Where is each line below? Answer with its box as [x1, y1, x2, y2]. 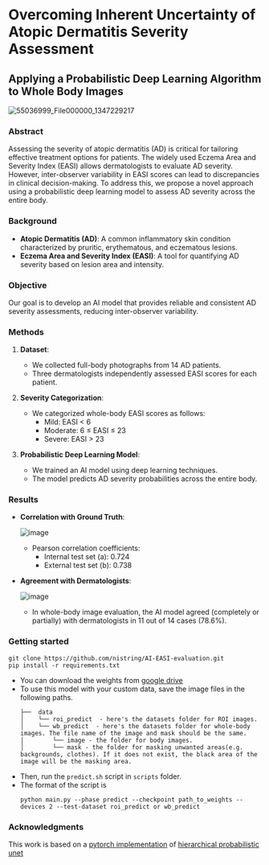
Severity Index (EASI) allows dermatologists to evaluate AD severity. [8, 161, 233, 171]
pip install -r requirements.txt [8, 661, 120, 669]
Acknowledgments [8, 821, 84, 832]
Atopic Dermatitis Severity [8, 23, 189, 41]
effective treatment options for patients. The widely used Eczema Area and [8, 153, 257, 163]
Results [8, 494, 39, 505]
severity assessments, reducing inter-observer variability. [8, 306, 199, 315]
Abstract [8, 126, 44, 137]
